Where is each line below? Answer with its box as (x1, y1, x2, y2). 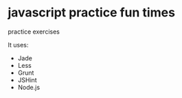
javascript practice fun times (8, 5, 176, 21)
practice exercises (8, 27, 60, 36)
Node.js (17, 83, 41, 91)
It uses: (8, 40, 29, 49)
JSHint (17, 75, 37, 84)
